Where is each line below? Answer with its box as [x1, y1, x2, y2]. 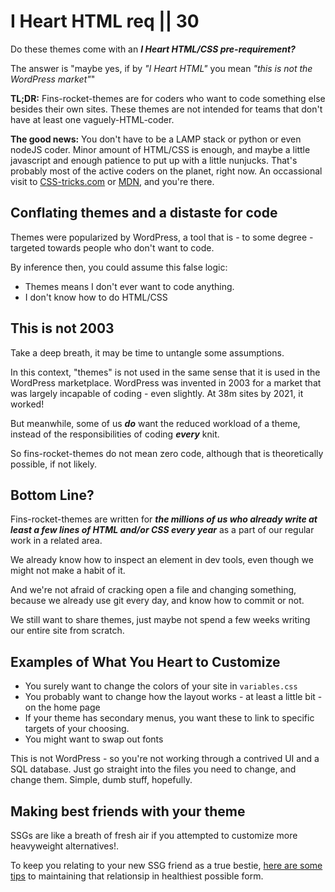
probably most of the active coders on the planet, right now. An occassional [10, 165, 323, 177]
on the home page [24, 701, 101, 714]
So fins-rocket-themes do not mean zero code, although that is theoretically [10, 447, 324, 459]
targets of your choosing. [24, 723, 130, 735]
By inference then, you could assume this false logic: [10, 261, 228, 273]
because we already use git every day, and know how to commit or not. [10, 595, 305, 607]
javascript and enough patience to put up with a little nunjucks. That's [10, 154, 298, 166]
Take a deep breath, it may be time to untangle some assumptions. [10, 346, 285, 359]
